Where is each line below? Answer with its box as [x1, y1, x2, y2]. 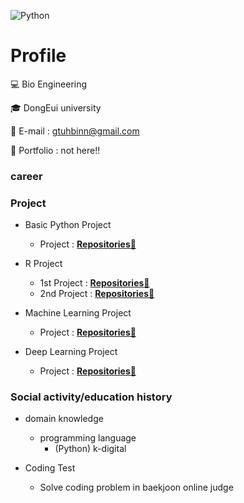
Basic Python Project [24, 219, 112, 231]
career [10, 169, 43, 183]
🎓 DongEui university [10, 101, 102, 114]
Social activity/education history [10, 390, 173, 404]
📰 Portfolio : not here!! [10, 144, 101, 156]
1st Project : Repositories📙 [39, 277, 150, 289]
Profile [10, 45, 67, 67]
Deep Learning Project [24, 346, 118, 358]
